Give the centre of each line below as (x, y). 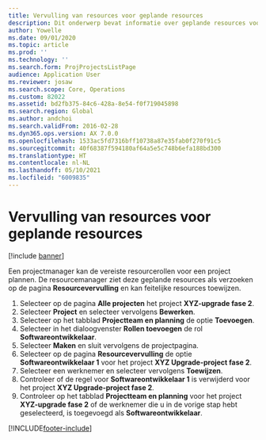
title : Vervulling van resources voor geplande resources (106, 15)
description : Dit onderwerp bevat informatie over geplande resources (127, 23)
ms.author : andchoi (40, 119)
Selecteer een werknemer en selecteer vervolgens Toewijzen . (121, 370)
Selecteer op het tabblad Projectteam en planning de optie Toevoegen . (137, 320)
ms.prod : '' (28, 52)
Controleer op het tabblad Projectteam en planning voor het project (131, 396)
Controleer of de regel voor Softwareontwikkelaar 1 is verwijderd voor (135, 379)
